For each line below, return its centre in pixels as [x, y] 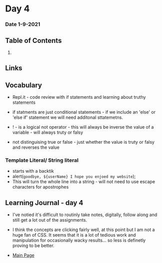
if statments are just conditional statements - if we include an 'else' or [84, 112]
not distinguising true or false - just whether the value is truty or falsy [83, 142]
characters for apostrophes [40, 187]
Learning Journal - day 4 [44, 203]
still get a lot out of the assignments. [50, 220]
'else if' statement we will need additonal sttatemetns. [68, 117]
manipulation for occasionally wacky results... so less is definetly [79, 241]
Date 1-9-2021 [23, 24]
